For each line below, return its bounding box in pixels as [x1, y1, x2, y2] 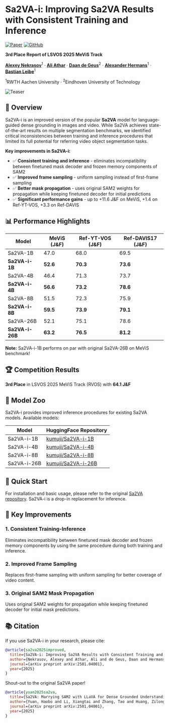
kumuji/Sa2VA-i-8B [46, 452, 94, 459]
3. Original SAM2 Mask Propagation [5, 589, 95, 596]
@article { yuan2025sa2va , [5, 690, 57, 695]
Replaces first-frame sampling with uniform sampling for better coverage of [5, 572, 162, 578]
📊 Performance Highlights [5, 217, 91, 226]
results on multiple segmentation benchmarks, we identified [27, 127, 151, 133]
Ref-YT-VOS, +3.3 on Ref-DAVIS [12, 202, 79, 208]
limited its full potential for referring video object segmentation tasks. [5, 138, 148, 144]
